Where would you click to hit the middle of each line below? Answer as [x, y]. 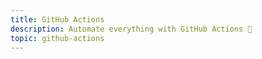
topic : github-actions [57, 38]
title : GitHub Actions [57, 19]
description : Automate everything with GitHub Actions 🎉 [131, 29]
